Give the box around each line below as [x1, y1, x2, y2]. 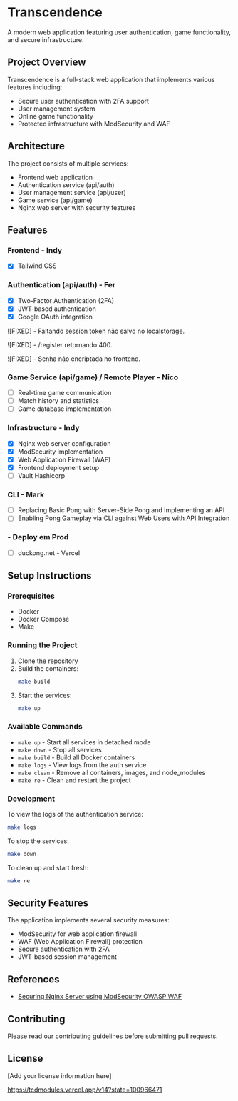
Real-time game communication [17, 389, 112, 397]
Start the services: [17, 691, 73, 699]
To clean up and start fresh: [7, 863, 89, 872]
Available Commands [7, 722, 83, 732]
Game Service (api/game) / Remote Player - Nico [7, 372, 179, 382]
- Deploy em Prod [7, 532, 69, 542]
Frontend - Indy [7, 245, 63, 255]
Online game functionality [17, 111, 94, 120]
